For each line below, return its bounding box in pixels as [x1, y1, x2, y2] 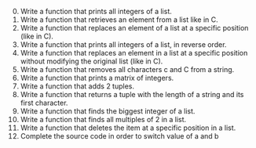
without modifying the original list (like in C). [20, 56, 163, 66]
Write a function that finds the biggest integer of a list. [20, 106, 196, 116]
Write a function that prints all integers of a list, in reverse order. [20, 40, 227, 49]
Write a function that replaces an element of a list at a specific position [20, 23, 249, 32]
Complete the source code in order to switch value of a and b [20, 132, 219, 140]
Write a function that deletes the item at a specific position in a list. [20, 123, 236, 132]
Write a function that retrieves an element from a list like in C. [20, 15, 218, 24]
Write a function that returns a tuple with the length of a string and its [20, 90, 244, 99]
